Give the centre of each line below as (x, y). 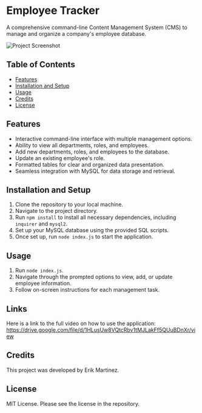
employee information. (43, 283)
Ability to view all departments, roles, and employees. (82, 145)
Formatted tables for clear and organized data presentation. (90, 164)
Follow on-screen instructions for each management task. (87, 290)
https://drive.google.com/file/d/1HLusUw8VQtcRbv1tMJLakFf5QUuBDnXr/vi (101, 330)
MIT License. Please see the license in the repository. (73, 403)
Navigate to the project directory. (56, 211)
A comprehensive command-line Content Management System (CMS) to (97, 27)
